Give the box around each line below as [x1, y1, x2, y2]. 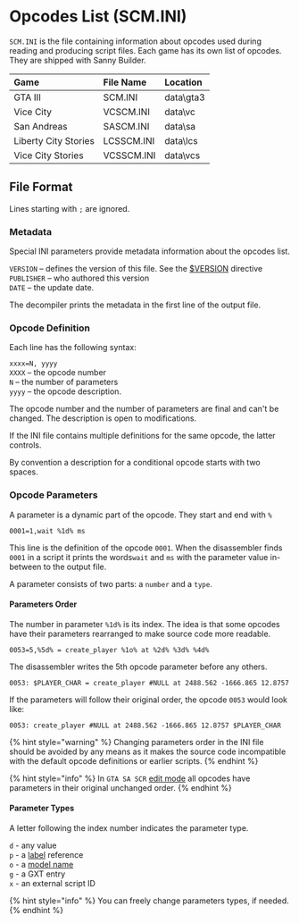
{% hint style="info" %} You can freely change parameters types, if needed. [9, 895, 290, 906]
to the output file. [43, 561, 107, 572]
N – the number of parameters [9, 377, 119, 388]
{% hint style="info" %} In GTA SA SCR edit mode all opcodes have [9, 773, 251, 784]
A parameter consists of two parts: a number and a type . [9, 578, 212, 589]
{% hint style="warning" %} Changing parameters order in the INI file [9, 736, 264, 747]
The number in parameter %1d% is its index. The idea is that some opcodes [9, 618, 280, 629]
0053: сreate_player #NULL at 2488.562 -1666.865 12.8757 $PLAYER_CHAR [9, 721, 281, 730]
